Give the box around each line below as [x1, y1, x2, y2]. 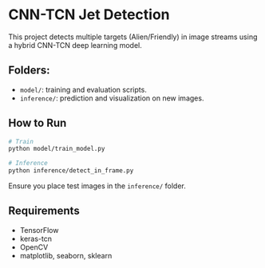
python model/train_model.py [8, 145, 105, 153]
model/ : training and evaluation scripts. [19, 85, 148, 94]
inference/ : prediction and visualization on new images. [19, 93, 204, 103]
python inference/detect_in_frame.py [8, 167, 134, 175]
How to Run [8, 116, 67, 130]
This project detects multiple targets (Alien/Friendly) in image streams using [8, 32, 258, 41]
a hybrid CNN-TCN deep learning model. [8, 40, 142, 49]
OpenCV [19, 242, 49, 252]
